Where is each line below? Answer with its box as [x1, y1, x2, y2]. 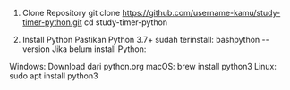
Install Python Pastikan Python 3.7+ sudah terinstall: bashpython [21, 35, 260, 45]
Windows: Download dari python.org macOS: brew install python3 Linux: [9, 61, 277, 71]
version [21, 44, 51, 54]
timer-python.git [21, 17, 82, 28]
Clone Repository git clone [21, 8, 121, 18]
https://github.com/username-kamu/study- [122, 8, 281, 18]
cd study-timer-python [83, 17, 168, 28]
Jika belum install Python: [52, 44, 147, 54]
